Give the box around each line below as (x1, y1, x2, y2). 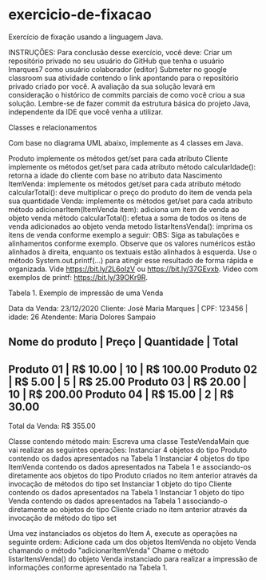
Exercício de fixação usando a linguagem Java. (8, 32, 164, 42)
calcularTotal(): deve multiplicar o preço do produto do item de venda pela (8, 187, 252, 197)
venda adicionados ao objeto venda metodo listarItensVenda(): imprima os (8, 222, 253, 231)
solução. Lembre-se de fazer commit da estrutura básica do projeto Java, (8, 98, 251, 108)
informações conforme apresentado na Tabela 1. (8, 562, 168, 573)
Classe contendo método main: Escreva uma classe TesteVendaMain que (8, 437, 249, 446)
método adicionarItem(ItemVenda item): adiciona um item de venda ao (8, 204, 240, 214)
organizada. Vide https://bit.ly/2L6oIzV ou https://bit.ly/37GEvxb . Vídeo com (8, 264, 259, 274)
